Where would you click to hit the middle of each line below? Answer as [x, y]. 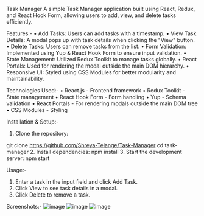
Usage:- [16, 170]
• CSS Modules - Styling [37, 110]
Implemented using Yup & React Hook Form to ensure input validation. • [97, 53]
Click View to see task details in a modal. [66, 188]
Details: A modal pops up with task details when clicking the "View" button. [100, 40]
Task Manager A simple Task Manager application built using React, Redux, [101, 9]
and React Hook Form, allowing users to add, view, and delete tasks [91, 15]
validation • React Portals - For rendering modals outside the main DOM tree [102, 103]
